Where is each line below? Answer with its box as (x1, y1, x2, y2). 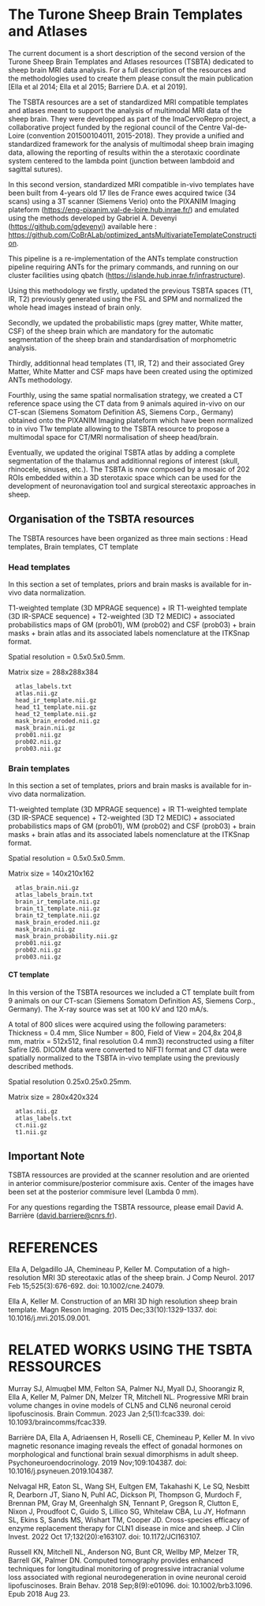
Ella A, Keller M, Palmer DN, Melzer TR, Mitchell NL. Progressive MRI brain (8, 1392, 248, 1402)
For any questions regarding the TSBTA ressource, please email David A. (8, 1203, 244, 1212)
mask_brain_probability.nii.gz (15, 932, 118, 940)
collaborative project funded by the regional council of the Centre (8, 122, 221, 132)
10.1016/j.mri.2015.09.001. (8, 1313, 91, 1323)
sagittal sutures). (8, 164, 63, 174)
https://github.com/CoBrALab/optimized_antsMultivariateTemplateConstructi (8, 230, 257, 239)
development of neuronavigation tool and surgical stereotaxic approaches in (8, 481, 256, 490)
